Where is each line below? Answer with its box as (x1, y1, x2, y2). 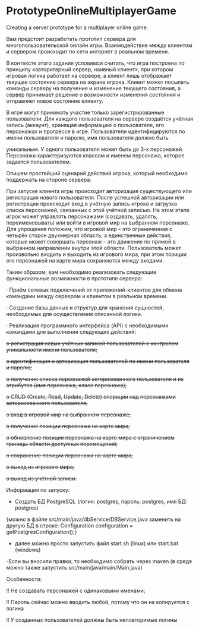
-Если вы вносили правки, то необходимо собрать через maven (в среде (6, 557, 192, 565)
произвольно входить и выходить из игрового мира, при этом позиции (6, 251, 187, 258)
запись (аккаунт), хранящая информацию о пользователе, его (6, 121, 165, 128)
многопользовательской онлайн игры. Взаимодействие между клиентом (6, 42, 193, 49)
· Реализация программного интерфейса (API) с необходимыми (6, 322, 169, 329)
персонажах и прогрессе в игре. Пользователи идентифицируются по (6, 128, 185, 135)
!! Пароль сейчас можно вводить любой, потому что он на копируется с (6, 598, 190, 605)
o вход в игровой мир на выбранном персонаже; (6, 411, 131, 418)
